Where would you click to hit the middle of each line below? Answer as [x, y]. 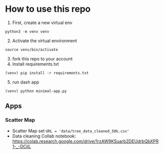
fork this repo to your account [42, 59]
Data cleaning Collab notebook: [44, 136]
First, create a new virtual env [42, 23]
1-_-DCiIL [22, 146]
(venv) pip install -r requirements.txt [47, 73]
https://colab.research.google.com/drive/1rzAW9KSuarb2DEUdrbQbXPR [85, 141]
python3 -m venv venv [27, 31]
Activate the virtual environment [44, 41]
